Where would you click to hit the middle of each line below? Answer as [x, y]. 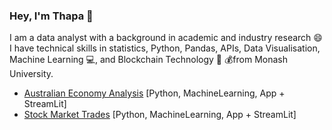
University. [31, 74]
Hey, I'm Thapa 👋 [51, 16]
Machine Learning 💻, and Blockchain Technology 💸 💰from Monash [149, 60]
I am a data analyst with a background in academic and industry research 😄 [166, 38]
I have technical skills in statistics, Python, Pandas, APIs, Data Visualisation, [165, 48]
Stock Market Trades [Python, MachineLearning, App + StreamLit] [160, 115]
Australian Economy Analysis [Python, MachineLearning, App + [154, 93]
